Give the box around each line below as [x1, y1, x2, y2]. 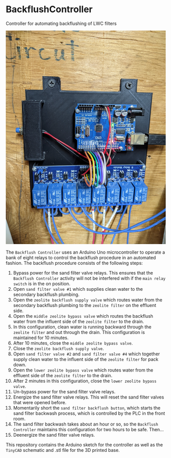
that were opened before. [13, 399, 66, 405]
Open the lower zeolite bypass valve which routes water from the [13, 367, 154, 373]
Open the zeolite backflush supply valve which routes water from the [13, 296, 163, 303]
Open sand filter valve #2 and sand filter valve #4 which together [13, 351, 160, 357]
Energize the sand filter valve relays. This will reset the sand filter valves [13, 394, 164, 400]
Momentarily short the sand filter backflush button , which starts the [13, 405, 161, 411]
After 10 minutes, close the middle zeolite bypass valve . [13, 340, 133, 346]
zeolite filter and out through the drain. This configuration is [13, 329, 145, 335]
